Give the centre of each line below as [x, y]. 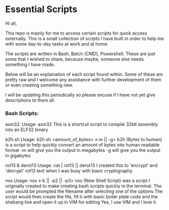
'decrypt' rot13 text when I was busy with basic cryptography [69, 171]
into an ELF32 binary [27, 130]
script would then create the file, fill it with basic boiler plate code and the [81, 197]
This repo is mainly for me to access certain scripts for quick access [76, 33]
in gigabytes [18, 156]
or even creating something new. [39, 85]
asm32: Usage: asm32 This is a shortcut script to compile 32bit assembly [81, 124]
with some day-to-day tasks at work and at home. [57, 44]
